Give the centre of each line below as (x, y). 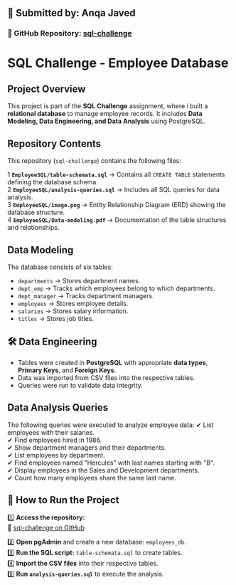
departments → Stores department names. (79, 280)
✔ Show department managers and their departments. (87, 447)
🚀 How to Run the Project (63, 500)
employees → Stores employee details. (73, 303)
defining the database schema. (53, 182)
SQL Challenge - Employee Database (118, 63)
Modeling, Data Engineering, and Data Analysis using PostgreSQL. (107, 121)
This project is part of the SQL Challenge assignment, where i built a (108, 106)
